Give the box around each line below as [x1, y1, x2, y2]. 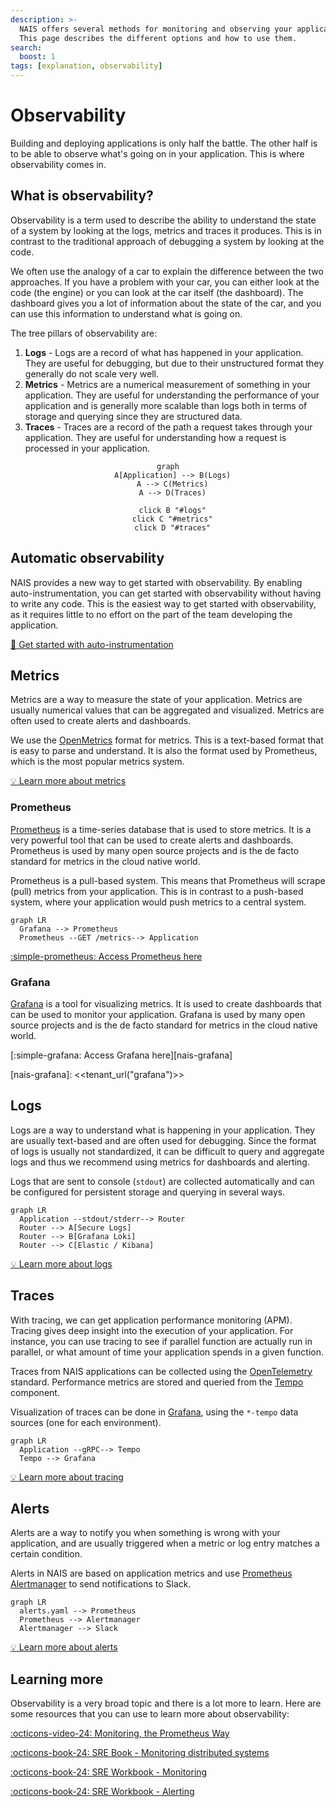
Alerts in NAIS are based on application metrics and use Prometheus [10, 1567, 293, 1580]
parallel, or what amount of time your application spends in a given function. [10, 1346, 325, 1358]
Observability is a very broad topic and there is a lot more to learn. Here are [10, 1697, 322, 1710]
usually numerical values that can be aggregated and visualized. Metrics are [10, 704, 325, 716]
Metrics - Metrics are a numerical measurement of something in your [24, 378, 312, 390]
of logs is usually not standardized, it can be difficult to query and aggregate [10, 1145, 325, 1157]
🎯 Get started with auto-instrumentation [10, 638, 174, 650]
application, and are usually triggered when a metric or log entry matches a [10, 1537, 320, 1550]
